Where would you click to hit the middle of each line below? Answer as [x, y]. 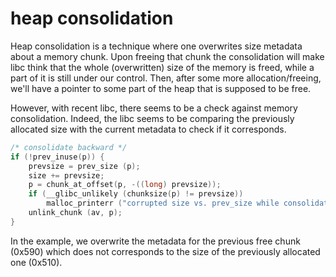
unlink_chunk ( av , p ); [75, 213]
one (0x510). [36, 262]
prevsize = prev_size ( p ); [84, 166]
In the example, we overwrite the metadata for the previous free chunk [155, 241]
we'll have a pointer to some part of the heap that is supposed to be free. [161, 88]
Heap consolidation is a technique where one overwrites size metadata [156, 46]
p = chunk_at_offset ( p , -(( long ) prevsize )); [125, 185]
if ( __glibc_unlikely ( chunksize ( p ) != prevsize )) [136, 194]
